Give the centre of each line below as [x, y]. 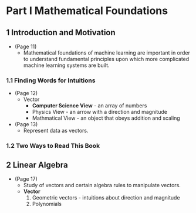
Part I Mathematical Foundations [87, 11]
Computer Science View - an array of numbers [89, 106]
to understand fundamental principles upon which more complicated [106, 59]
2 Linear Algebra [37, 165]
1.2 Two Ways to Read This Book [53, 146]
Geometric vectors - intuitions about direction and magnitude [106, 198]
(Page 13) [26, 124]
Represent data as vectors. [56, 131]
